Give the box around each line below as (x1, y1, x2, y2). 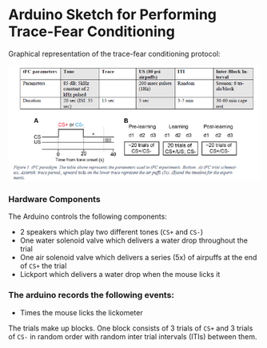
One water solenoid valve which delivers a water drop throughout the (19, 235, 249, 245)
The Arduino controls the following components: (8, 212, 168, 221)
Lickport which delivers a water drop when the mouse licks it (19, 270, 221, 279)
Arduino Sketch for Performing (8, 6, 217, 24)
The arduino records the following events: (8, 290, 174, 301)
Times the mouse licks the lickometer (19, 307, 143, 317)
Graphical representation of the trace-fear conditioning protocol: (8, 49, 221, 58)
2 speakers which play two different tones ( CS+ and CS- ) (19, 227, 204, 237)
